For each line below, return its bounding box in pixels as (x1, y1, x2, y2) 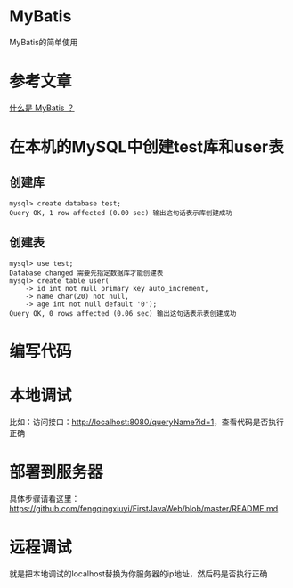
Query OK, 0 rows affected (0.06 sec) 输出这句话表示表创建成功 (9, 309, 237, 318)
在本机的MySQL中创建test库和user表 (9, 137, 284, 157)
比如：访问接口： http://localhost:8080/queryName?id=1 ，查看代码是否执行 (9, 416, 285, 427)
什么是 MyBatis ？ (9, 102, 75, 113)
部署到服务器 (9, 463, 104, 482)
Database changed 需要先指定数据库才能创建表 (9, 269, 164, 278)
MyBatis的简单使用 (9, 36, 78, 47)
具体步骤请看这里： (9, 493, 80, 503)
